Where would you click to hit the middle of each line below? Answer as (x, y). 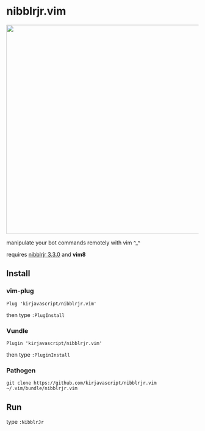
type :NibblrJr (25, 422)
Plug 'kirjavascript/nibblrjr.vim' (52, 304)
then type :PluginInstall (38, 354)
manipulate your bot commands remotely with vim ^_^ (73, 243)
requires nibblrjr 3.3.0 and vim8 (46, 254)
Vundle (17, 330)
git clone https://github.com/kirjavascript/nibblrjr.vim (81, 383)
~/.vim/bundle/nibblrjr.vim (42, 388)
